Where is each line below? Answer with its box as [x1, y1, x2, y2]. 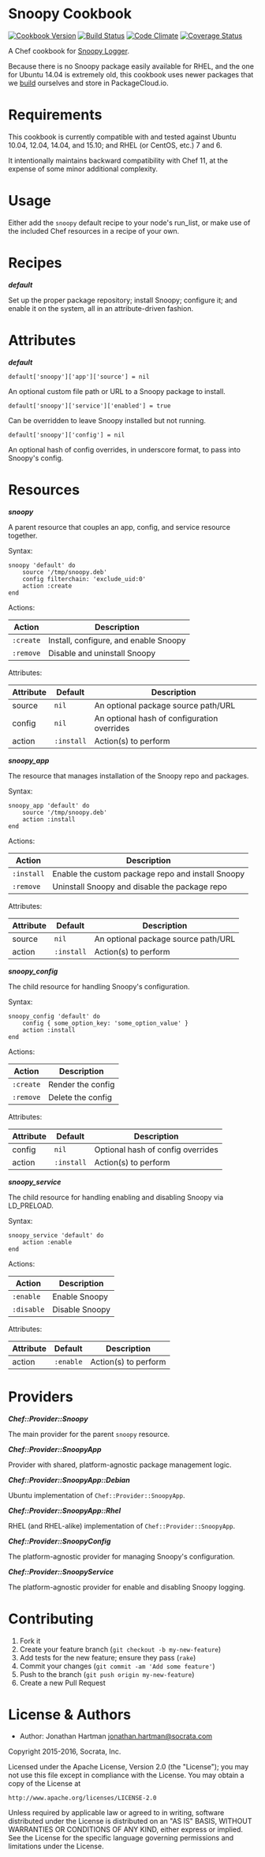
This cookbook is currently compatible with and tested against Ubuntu [8, 132, 237, 141]
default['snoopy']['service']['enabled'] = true [8, 402, 171, 410]
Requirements [8, 106, 103, 124]
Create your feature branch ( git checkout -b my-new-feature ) [19, 1644, 222, 1654]
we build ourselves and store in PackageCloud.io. [8, 78, 169, 88]
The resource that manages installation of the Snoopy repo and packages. [8, 771, 249, 780]
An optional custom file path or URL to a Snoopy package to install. [8, 386, 226, 396]
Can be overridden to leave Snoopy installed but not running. [8, 415, 207, 425]
